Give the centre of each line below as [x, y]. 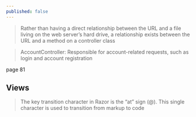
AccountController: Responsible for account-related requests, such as [104, 52]
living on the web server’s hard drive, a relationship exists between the [105, 34]
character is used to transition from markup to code [82, 108]
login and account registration [56, 58]
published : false [27, 11]
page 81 [15, 69]
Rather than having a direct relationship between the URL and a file [101, 28]
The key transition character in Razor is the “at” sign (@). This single [102, 102]
